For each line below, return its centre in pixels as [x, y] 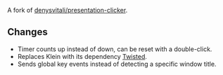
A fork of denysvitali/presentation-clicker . [68, 10]
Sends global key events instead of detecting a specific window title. [117, 64]
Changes [27, 32]
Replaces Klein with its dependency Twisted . [82, 56]
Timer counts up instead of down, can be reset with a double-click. [115, 49]
